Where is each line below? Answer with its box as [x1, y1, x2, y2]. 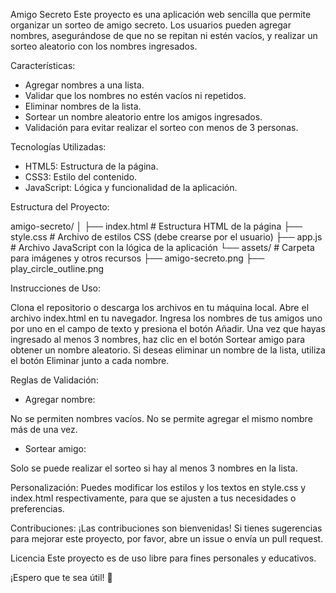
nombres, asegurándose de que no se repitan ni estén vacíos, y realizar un [10, 30, 318, 41]
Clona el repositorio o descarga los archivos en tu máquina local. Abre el [10, 302, 310, 313]
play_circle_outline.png [10, 263, 105, 274]
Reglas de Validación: [10, 374, 99, 386]
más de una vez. [10, 424, 78, 435]
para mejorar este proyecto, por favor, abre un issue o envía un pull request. [10, 533, 324, 544]
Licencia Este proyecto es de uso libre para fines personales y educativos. [10, 552, 317, 564]
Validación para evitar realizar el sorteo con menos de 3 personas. [24, 122, 299, 133]
